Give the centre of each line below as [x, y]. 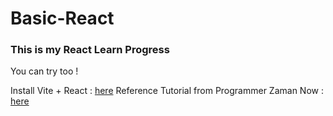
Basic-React [62, 18]
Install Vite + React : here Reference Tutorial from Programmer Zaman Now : [167, 91]
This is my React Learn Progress [90, 50]
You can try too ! [44, 71]
